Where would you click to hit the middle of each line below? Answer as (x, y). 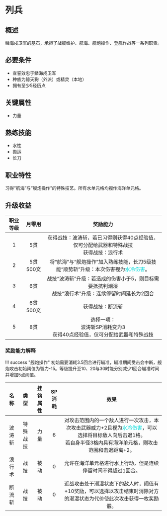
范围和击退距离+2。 (112, 450)
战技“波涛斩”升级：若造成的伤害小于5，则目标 (101, 279)
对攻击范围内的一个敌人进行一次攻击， (109, 421)
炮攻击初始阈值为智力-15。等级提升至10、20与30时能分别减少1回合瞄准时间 (82, 369)
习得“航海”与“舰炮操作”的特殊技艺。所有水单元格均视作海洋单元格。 (74, 188)
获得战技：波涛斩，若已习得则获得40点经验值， (103, 238)
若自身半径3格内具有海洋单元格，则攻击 (112, 443)
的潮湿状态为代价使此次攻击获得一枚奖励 (112, 499)
